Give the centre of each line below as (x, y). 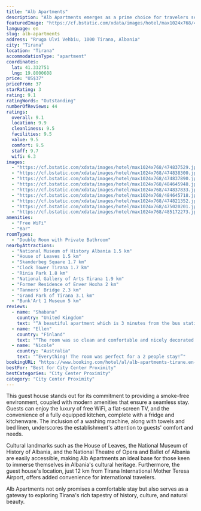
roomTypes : (20, 234)
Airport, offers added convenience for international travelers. (81, 477)
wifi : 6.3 (24, 156)
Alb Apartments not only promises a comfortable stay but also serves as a (97, 489)
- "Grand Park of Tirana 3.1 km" (53, 296)
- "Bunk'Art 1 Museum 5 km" (47, 301)
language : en (22, 28)
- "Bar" (21, 229)
